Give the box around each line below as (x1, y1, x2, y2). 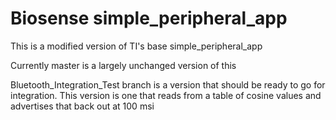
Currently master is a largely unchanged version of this (10, 59, 237, 71)
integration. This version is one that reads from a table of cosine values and (10, 89, 322, 101)
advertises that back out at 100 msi (10, 100, 155, 112)
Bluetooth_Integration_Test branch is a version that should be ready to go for (10, 78, 326, 91)
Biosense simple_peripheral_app (10, 7, 288, 30)
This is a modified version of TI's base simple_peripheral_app (10, 40, 263, 52)
